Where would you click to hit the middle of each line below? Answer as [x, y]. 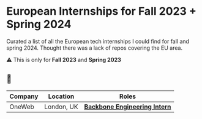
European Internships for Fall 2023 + [102, 11]
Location [61, 96]
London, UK [61, 107]
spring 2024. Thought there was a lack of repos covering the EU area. [94, 48]
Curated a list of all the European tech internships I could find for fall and [98, 41]
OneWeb [22, 107]
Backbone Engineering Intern [128, 107]
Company [24, 96]
